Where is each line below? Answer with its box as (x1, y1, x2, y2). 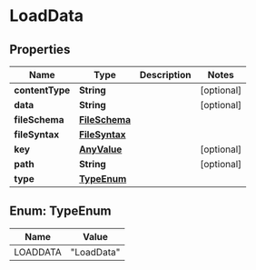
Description (139, 69, 192, 81)
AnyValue (78, 143, 123, 155)
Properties (9, 42, 71, 57)
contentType (14, 84, 71, 96)
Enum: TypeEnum (9, 204, 112, 219)
